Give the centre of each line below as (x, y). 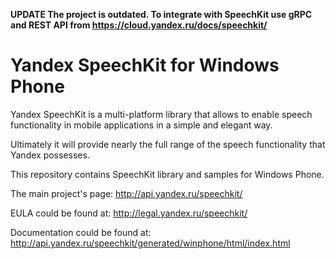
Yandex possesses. (50, 155)
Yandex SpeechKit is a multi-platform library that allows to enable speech (161, 114)
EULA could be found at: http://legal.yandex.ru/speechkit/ (129, 213)
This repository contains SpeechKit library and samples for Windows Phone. (167, 174)
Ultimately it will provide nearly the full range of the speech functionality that (168, 144)
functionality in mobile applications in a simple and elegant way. (141, 125)
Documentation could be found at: (81, 232)
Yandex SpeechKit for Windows (145, 65)
